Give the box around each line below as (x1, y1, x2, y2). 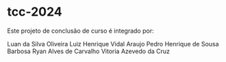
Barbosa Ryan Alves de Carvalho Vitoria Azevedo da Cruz (7, 47, 170, 55)
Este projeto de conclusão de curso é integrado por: (7, 27, 154, 35)
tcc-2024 (7, 4, 63, 20)
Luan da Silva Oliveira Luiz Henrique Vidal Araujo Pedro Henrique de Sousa (7, 40, 219, 48)
